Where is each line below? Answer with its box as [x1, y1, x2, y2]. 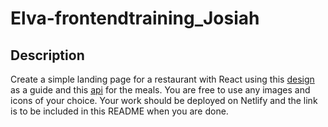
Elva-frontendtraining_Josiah [10, 7, 260, 30]
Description [10, 47, 85, 64]
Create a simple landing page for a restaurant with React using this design [10, 73, 315, 85]
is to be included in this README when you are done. [10, 105, 229, 117]
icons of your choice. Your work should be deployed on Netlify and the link [10, 95, 318, 106]
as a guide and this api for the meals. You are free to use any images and [10, 84, 311, 96]
